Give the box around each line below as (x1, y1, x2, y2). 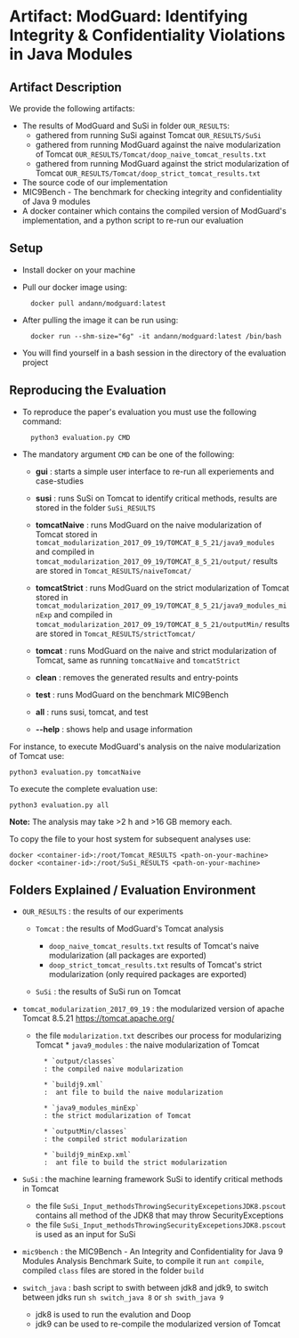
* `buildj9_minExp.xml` (43, 1151, 132, 1160)
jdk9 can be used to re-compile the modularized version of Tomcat (35, 1318, 281, 1329)
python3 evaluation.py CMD (30, 433, 131, 442)
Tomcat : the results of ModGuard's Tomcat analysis (35, 924, 224, 934)
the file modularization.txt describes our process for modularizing (35, 1031, 282, 1041)
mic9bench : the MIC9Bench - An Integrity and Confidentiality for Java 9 (21, 1246, 283, 1257)
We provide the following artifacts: (9, 103, 135, 113)
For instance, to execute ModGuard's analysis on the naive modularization (9, 741, 281, 752)
